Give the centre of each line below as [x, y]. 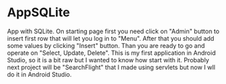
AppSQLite [39, 13]
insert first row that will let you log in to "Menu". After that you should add [111, 38]
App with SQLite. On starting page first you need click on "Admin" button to [113, 31]
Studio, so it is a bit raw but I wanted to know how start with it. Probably [108, 60]
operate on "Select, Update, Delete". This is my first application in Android [111, 53]
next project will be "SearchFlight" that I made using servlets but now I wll [111, 67]
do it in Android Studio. [39, 74]
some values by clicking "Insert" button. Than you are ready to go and [106, 45]
